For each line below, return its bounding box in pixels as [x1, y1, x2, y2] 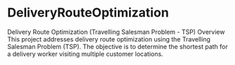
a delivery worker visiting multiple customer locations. [7, 50, 163, 58]
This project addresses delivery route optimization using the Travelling [7, 35, 210, 43]
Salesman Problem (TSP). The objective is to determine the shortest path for [7, 42, 228, 50]
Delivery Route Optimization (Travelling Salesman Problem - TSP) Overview [7, 28, 225, 36]
